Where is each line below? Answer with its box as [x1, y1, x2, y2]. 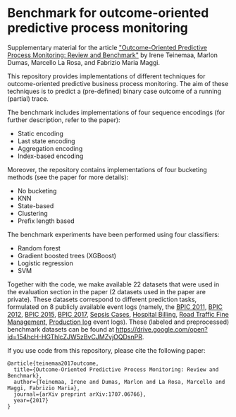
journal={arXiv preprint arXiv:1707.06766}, [13, 390, 147, 398]
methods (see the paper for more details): [7, 173, 129, 181]
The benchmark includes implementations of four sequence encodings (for [7, 108, 225, 116]
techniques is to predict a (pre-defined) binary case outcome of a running [7, 87, 222, 95]
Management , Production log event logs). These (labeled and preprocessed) [7, 318, 230, 326]
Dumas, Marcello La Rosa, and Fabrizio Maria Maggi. [7, 58, 161, 66]
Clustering [17, 209, 48, 217]
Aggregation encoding [17, 144, 83, 152]
